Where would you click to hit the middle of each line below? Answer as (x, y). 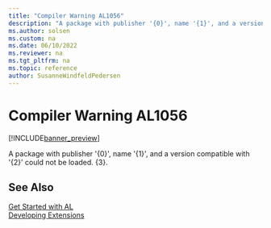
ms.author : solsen (39, 31)
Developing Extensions (46, 215)
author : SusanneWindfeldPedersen (65, 76)
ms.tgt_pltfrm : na (39, 61)
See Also (31, 187)
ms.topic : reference (43, 68)
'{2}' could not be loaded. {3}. (58, 162)
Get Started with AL (41, 207)
